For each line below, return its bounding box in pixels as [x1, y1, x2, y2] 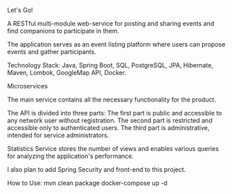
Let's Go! [7, 6, 33, 14]
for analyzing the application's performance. [7, 152, 134, 160]
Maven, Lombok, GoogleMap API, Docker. [7, 69, 127, 76]
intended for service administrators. [7, 131, 109, 139]
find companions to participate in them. [7, 27, 120, 35]
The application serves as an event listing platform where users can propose [7, 40, 226, 48]
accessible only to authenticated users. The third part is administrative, [7, 124, 210, 131]
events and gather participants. [7, 48, 97, 56]
